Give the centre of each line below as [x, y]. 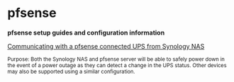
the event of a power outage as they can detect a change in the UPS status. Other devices [117, 65]
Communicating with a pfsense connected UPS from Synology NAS [106, 46]
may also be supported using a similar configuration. [71, 71]
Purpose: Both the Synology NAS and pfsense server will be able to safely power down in [116, 59]
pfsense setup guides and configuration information [86, 33]
